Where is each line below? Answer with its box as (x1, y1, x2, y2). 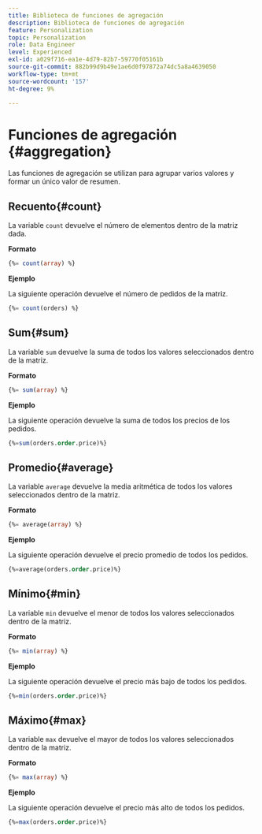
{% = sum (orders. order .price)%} (8, 439, 108, 447)
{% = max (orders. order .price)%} (8, 818, 108, 826)
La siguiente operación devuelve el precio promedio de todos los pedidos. (8, 550, 249, 560)
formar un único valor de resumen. (8, 177, 120, 186)
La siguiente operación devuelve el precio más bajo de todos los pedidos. (8, 676, 247, 686)
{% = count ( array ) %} (8, 259, 76, 268)
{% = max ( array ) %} (8, 773, 68, 781)
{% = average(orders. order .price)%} (8, 565, 122, 574)
